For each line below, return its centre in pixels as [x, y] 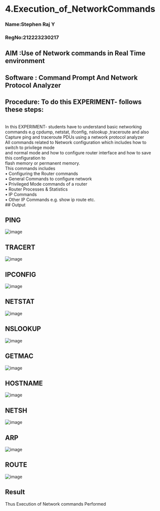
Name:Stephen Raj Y [30, 24]
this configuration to [25, 158]
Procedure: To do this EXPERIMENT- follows [73, 102]
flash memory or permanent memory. [43, 163]
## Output [15, 205]
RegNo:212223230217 [32, 38]
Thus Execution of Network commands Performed [56, 504]
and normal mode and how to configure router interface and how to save [78, 152]
